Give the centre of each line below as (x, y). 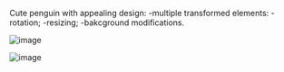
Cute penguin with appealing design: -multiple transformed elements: (139, 13)
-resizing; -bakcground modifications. (113, 22)
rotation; (25, 22)
